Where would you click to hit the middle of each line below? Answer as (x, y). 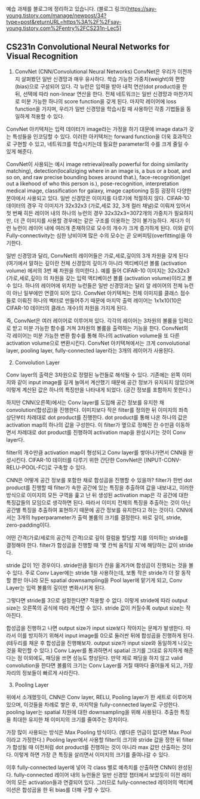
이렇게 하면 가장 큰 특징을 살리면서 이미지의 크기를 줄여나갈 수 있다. (92, 754)
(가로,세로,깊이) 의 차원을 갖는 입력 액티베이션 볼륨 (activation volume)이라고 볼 (99, 278)
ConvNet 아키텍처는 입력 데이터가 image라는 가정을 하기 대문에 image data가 (97, 129)
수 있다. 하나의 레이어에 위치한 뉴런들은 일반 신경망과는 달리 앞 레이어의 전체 (95, 285)
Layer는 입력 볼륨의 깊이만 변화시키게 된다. (56, 587)
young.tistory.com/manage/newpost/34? (56, 16)
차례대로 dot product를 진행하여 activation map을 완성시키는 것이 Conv (101, 432)
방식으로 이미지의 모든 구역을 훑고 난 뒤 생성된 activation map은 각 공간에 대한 (97, 495)
